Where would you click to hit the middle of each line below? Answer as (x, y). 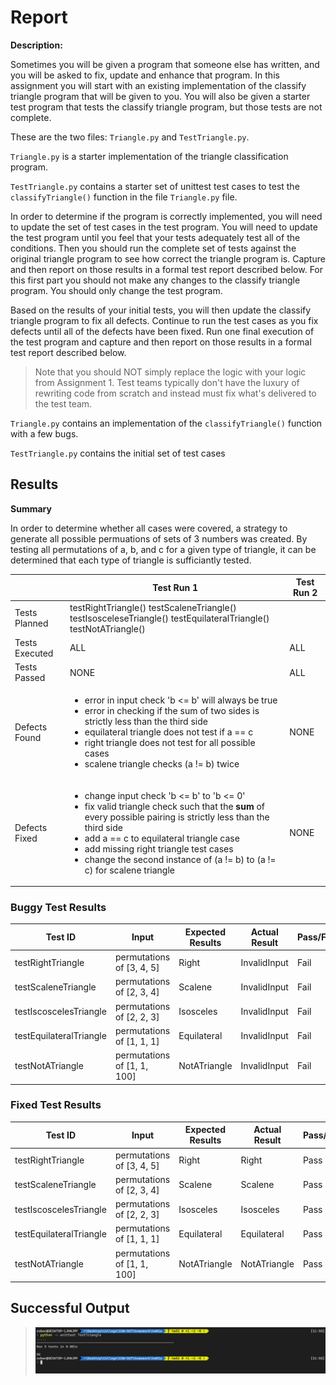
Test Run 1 (175, 587)
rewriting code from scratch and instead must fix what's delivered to (175, 393)
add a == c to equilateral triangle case (162, 838)
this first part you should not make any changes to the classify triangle (155, 280)
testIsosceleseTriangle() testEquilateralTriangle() (169, 618)
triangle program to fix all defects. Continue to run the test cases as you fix (164, 320)
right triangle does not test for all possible (170, 743)
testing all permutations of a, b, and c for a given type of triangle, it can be (163, 549)
